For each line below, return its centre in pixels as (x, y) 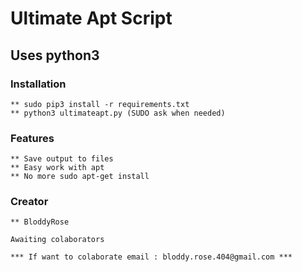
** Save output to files (62, 159)
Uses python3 (55, 55)
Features (32, 138)
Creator (29, 202)
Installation (38, 84)
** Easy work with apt (57, 168)
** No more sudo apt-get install (80, 177)
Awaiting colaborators (57, 240)
